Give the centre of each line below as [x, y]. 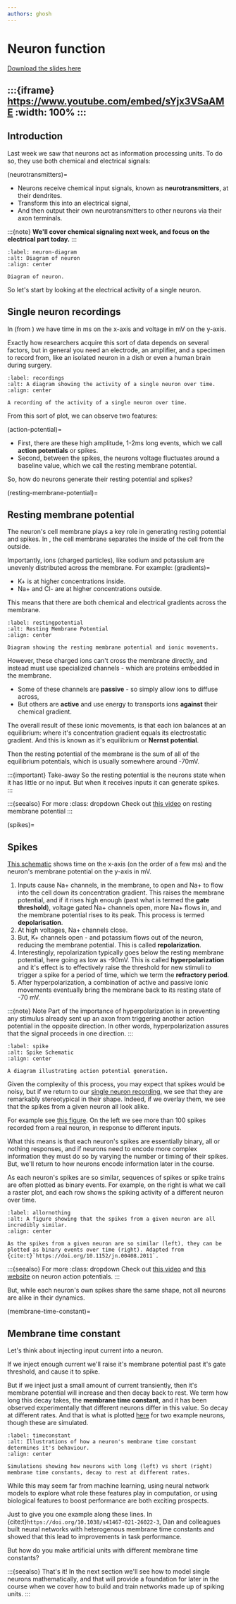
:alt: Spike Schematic [41, 1053]
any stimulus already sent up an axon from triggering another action [106, 1019]
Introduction [35, 136]
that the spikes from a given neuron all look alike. [78, 1107]
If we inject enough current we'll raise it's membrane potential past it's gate [117, 1364]
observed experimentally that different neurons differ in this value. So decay [118, 1408]
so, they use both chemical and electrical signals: [79, 161]
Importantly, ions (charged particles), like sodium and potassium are [106, 560]
